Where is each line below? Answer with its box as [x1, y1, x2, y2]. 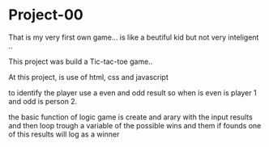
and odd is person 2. [8, 96, 78, 106]
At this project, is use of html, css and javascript [8, 72, 169, 82]
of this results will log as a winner [8, 129, 120, 139]
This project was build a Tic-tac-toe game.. [8, 57, 153, 66]
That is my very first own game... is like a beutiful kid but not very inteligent [8, 32, 259, 42]
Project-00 [8, 6, 83, 24]
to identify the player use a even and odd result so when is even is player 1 [8, 87, 257, 98]
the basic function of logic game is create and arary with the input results [8, 111, 253, 122]
